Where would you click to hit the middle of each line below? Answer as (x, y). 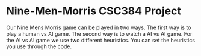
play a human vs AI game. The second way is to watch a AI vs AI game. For (99, 33)
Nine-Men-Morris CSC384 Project (94, 11)
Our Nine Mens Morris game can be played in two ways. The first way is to (99, 27)
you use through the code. (39, 46)
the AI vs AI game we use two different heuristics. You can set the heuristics (101, 40)
